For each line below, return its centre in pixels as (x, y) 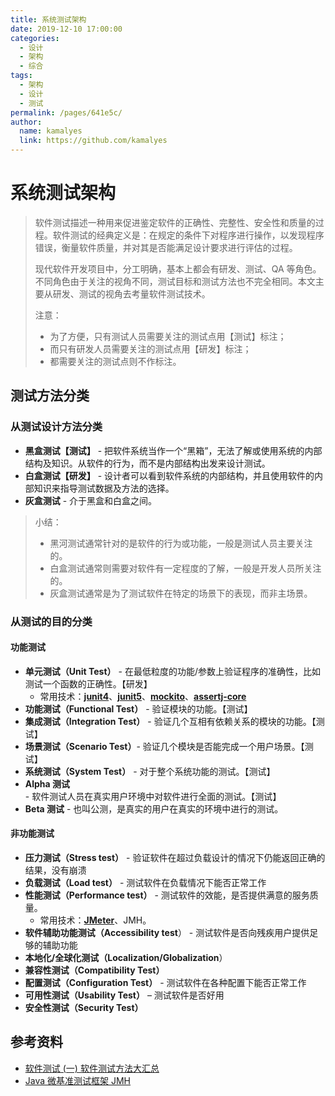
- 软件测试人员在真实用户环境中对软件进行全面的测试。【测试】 (153, 796)
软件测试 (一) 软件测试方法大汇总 (92, 1068)
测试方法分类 (50, 396)
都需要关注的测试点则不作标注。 (115, 361)
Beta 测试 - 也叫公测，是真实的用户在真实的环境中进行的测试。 (154, 808)
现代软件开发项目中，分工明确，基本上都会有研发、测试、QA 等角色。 (178, 268)
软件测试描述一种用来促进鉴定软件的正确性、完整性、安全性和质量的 (175, 222)
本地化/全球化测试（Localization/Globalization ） (126, 957)
